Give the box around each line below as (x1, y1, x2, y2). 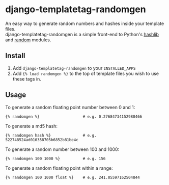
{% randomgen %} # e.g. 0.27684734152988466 (5, 114, 143, 119)
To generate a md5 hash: (5, 123, 58, 129)
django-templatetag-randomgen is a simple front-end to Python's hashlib (5, 31, 159, 37)
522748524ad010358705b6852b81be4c (5, 137, 79, 142)
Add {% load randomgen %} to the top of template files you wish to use (12, 70, 159, 76)
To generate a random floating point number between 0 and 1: (5, 104, 135, 110)
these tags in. (12, 75, 42, 82)
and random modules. (5, 37, 51, 43)
